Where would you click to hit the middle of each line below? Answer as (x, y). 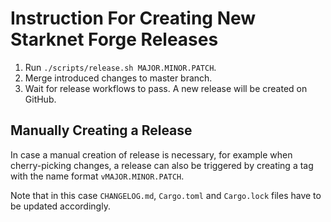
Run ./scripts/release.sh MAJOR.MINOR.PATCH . (120, 67)
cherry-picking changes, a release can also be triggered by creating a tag (162, 165)
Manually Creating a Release (101, 130)
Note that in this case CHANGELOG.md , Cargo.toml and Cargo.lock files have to (166, 195)
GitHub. (40, 99)
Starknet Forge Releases (114, 39)
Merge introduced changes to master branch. (118, 78)
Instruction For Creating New (133, 18)
